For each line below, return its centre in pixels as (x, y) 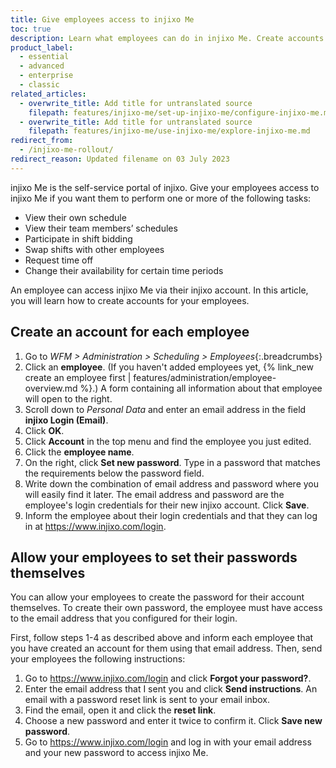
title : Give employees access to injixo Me (102, 19)
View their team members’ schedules (101, 228)
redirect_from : (42, 141)
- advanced (42, 66)
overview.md (51, 388)
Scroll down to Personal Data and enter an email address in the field (165, 409)
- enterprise (46, 76)
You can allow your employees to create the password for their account (157, 597)
